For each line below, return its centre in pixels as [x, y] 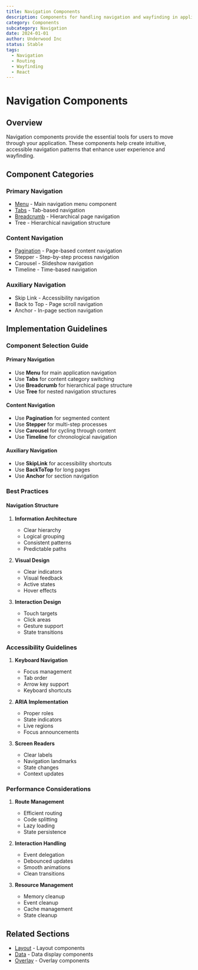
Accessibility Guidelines [42, 647]
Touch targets [40, 613]
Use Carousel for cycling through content [65, 430]
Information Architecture [46, 518]
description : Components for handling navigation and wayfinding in [92, 17]
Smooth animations [47, 867]
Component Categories [50, 174]
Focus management [47, 671]
